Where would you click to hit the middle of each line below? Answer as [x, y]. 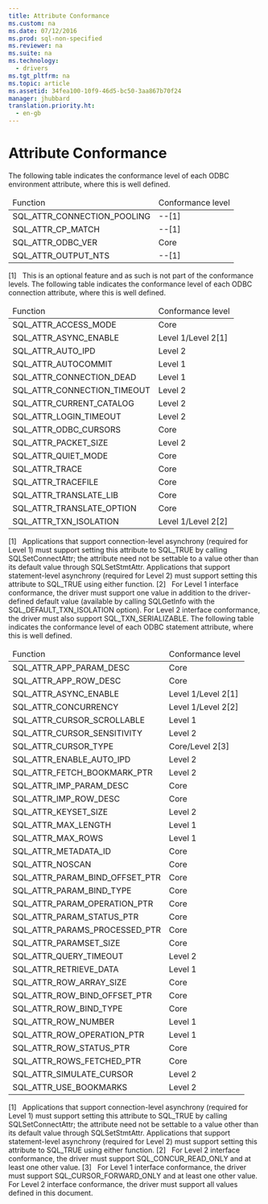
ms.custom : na [32, 23]
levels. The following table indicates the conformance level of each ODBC [130, 284]
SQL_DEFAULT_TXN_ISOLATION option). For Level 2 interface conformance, [134, 609]
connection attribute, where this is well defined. [87, 292]
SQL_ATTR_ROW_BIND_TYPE [68, 1008]
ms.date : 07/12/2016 [43, 31]
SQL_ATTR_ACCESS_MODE [64, 324]
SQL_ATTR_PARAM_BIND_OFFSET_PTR [87, 877]
